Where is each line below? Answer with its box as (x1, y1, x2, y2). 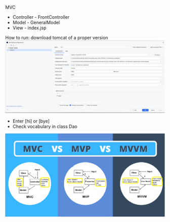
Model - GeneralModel (12, 20, 60, 25)
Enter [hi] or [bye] (12, 118, 50, 124)
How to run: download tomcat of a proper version (5, 35, 108, 40)
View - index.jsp (12, 25, 47, 31)
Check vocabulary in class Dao (12, 123, 77, 129)
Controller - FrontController (12, 14, 70, 20)
